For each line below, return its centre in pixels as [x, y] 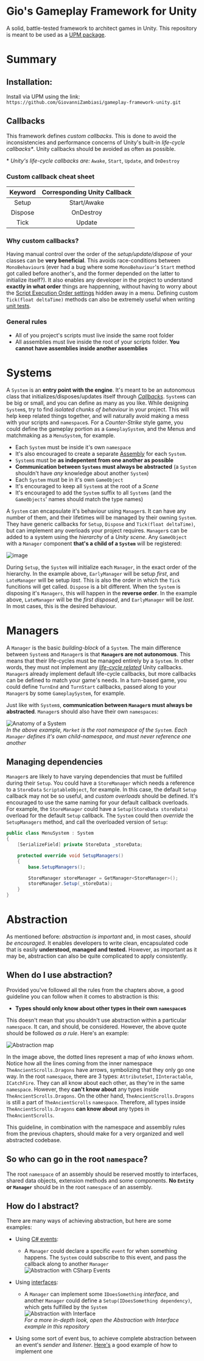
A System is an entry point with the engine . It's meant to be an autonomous [101, 390]
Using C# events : [37, 1239]
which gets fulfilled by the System [66, 1307]
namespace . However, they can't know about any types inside [83, 1089]
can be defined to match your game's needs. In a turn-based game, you [97, 680]
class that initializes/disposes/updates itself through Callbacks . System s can [101, 396]
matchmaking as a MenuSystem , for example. [61, 435]
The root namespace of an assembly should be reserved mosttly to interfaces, [102, 1174]
